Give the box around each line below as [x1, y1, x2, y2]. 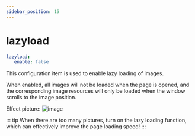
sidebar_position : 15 [6, 8, 60, 15]
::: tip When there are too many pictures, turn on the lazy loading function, [6, 116, 187, 124]
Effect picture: [6, 105, 41, 112]
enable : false [14, 59, 49, 65]
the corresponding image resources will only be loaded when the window [6, 88, 186, 95]
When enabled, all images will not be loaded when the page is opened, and [6, 81, 190, 89]
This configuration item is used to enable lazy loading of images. [6, 70, 164, 77]
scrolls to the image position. [6, 94, 77, 101]
